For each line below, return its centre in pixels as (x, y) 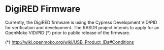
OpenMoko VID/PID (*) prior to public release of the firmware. (68, 33)
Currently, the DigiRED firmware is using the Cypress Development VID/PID (81, 22)
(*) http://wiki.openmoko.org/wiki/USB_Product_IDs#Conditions (70, 42)
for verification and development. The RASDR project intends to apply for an (82, 27)
